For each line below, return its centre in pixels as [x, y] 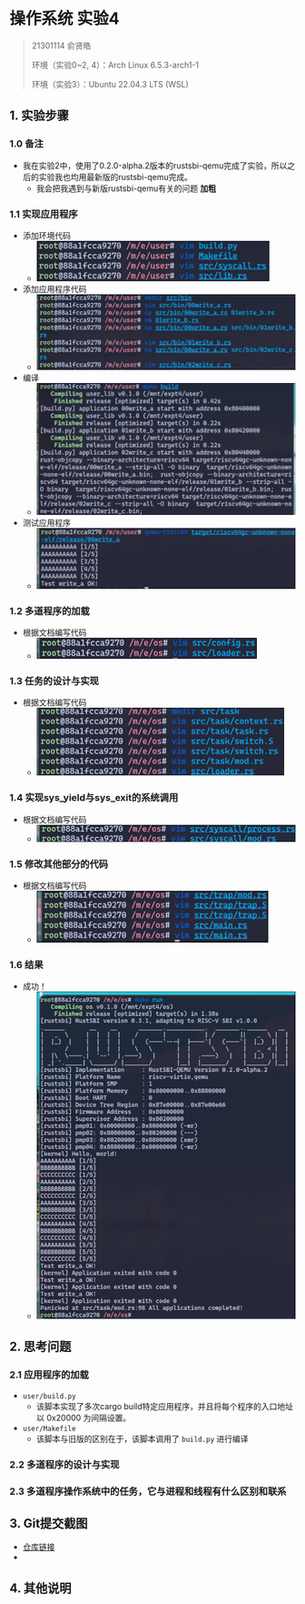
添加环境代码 [46, 235]
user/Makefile [49, 1428]
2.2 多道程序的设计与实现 [64, 1464]
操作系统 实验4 [64, 19]
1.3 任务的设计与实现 [54, 681]
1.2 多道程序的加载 [50, 611]
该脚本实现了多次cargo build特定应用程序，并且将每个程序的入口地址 [164, 1406]
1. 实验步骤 [39, 116]
